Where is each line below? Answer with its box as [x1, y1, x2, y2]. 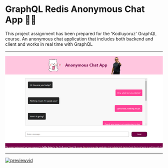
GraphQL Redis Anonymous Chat [5, 3, 145, 15]
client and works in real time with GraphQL [5, 41, 93, 47]
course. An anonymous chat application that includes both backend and [5, 36, 153, 42]
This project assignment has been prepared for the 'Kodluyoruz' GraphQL [5, 30, 157, 36]
